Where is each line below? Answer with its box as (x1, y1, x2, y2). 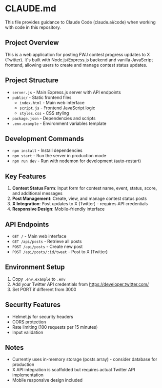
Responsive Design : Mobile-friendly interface (12, 206, 105, 212)
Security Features (5, 301, 61, 309)
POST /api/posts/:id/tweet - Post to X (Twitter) (12, 249, 108, 255)
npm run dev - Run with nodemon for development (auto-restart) (12, 158, 142, 164)
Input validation (12, 329, 43, 335)
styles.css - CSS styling (19, 110, 69, 116)
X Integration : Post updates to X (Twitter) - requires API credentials (12, 201, 148, 207)
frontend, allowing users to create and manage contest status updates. (5, 62, 147, 68)
